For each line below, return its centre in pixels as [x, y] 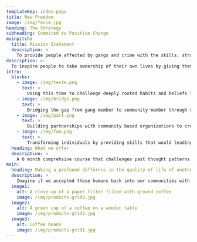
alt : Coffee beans [39, 224]
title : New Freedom [30, 17]
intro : [14, 72]
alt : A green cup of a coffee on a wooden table [77, 208]
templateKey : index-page [36, 11]
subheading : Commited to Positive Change [57, 33]
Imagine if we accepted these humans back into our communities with [103, 181]
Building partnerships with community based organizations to [105, 126]
